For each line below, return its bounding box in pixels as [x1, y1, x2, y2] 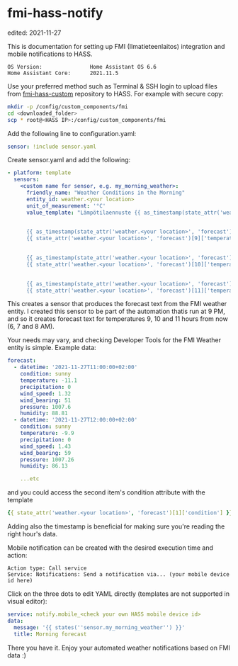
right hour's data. [7, 530, 58, 538]
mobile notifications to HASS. [7, 50, 93, 58]
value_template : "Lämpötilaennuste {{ [25, 209, 141, 216]
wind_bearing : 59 [20, 449, 72, 456]
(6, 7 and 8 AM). [7, 322, 55, 331]
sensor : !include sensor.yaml [7, 143, 97, 150]
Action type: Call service [7, 565, 87, 572]
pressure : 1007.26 [20, 456, 74, 463]
